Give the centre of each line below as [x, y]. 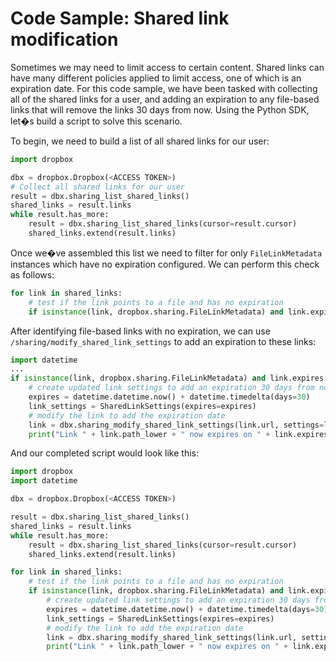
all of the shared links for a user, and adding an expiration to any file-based [165, 99]
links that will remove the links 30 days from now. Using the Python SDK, [160, 109]
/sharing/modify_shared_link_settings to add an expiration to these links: [163, 341]
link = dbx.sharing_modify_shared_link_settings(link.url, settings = [176, 425]
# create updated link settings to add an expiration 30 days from [171, 388]
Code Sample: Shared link [120, 18]
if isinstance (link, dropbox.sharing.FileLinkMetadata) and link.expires [167, 378]
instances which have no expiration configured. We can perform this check [165, 264]
